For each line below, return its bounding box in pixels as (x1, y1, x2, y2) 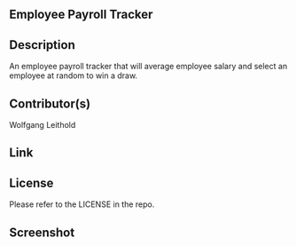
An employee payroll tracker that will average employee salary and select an (9, 61, 288, 72)
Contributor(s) (9, 96, 91, 111)
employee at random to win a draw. (9, 70, 138, 81)
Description (9, 37, 75, 52)
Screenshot (9, 225, 75, 240)
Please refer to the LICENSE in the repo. (9, 199, 155, 210)
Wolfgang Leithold (9, 120, 76, 131)
